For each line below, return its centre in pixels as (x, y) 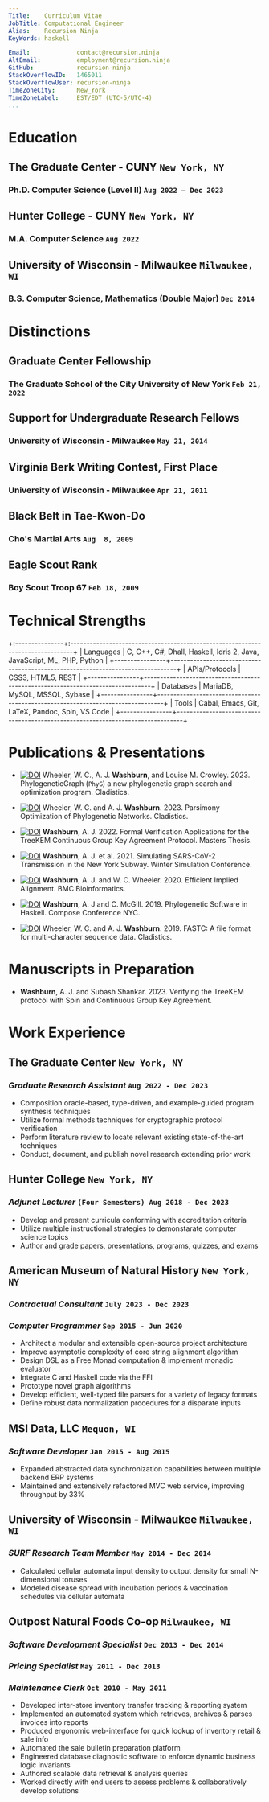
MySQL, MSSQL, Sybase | (51, 695)
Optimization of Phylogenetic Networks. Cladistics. (104, 817)
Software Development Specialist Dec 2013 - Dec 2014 (116, 1644)
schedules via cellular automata (72, 1596)
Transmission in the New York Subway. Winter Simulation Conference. (136, 865)
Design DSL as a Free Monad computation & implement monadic (126, 1360)
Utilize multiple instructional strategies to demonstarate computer (128, 1228)
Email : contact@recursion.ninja (84, 53)
